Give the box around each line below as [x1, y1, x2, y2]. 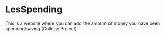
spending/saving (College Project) [5, 25, 77, 31]
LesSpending [5, 4, 63, 15]
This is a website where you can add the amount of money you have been [5, 20, 160, 26]
